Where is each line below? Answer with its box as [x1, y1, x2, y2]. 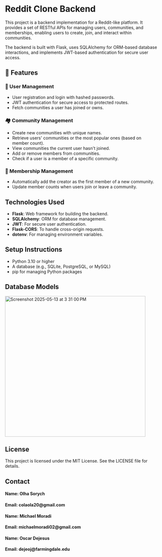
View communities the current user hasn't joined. [12, 145, 110, 151]
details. [5, 463, 20, 469]
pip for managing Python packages [12, 268, 82, 275]
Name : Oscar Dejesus [5, 535, 50, 541]
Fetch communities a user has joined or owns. [12, 104, 104, 110]
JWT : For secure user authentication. [12, 221, 87, 227]
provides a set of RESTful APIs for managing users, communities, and [5, 24, 144, 30]
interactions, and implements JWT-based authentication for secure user [5, 49, 148, 55]
